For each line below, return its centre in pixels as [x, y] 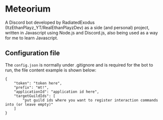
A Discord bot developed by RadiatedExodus [50, 22]
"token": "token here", [38, 83]
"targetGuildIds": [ [35, 96]
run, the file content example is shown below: [51, 70]
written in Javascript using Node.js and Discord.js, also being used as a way [81, 33]
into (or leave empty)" [29, 104]
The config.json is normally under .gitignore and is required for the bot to [79, 65]
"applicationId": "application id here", [56, 92]
